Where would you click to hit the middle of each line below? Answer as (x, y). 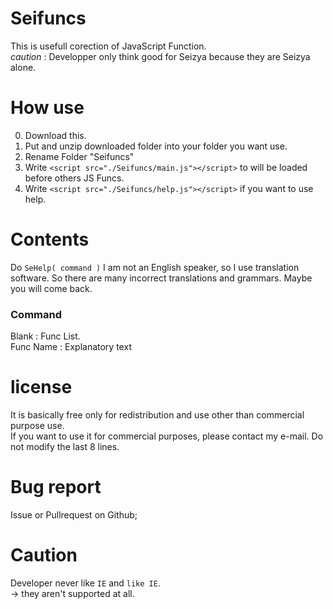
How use (47, 108)
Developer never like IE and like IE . (85, 583)
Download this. (55, 135)
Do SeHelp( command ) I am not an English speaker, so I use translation (155, 267)
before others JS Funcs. (74, 178)
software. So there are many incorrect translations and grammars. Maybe (161, 278)
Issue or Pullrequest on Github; (74, 514)
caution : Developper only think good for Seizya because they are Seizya (160, 56)
